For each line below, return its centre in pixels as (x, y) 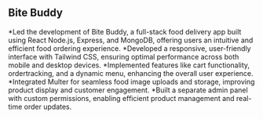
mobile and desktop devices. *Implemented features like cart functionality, (129, 65)
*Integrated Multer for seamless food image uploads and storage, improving (131, 81)
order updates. (48, 106)
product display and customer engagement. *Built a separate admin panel (128, 90)
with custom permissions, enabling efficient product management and (121, 98)
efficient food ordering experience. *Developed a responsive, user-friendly (130, 48)
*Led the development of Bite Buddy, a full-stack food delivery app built (125, 31)
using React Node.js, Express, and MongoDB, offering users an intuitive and (131, 40)
